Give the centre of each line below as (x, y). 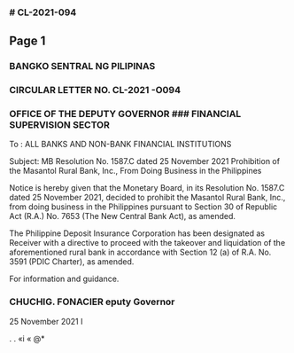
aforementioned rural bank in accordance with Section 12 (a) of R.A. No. (140, 252)
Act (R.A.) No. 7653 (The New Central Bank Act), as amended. (123, 216)
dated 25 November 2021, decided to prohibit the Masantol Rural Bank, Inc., (147, 198)
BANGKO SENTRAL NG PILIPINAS (82, 67)
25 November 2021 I (46, 321)
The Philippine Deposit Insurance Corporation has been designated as (137, 233)
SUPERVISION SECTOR (60, 125)
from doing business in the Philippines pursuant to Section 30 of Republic (143, 207)
